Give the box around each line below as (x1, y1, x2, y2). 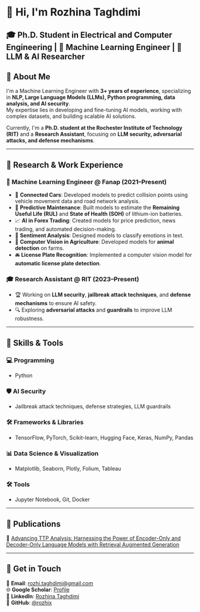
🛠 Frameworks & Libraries (6, 418, 84, 427)
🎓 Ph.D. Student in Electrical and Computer (6, 30, 173, 40)
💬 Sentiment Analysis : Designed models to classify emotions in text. (14, 232, 184, 239)
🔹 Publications (6, 518, 61, 529)
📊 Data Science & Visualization (6, 449, 99, 458)
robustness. (14, 315, 45, 322)
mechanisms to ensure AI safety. (14, 300, 97, 307)
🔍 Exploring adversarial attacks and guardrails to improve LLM (14, 306, 173, 313)
